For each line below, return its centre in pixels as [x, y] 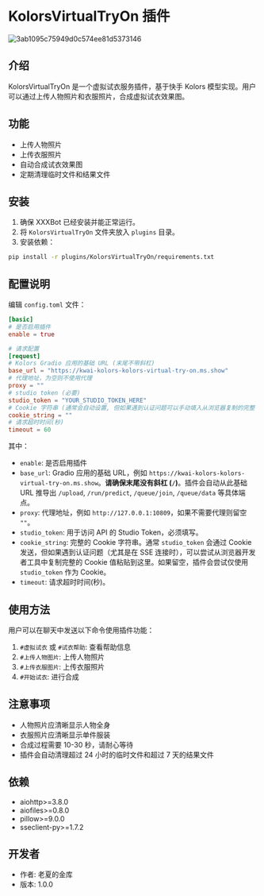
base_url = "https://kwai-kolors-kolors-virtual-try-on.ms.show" [118, 371]
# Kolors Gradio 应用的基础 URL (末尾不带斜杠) [82, 363]
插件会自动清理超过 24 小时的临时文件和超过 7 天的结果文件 [117, 755]
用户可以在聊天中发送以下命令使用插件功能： [81, 630]
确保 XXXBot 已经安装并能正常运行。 [80, 222]
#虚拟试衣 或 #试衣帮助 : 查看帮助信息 [75, 647]
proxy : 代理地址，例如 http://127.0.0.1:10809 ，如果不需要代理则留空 [133, 512]
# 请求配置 [24, 349]
